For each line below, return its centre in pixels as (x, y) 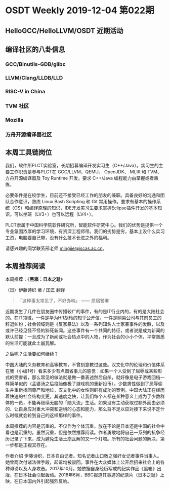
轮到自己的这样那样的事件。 (56, 416)
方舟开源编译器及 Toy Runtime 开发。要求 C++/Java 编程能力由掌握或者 (80, 178)
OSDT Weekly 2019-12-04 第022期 (80, 10)
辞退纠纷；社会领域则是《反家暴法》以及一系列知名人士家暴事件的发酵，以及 (85, 324)
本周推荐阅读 (25, 266)
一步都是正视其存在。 (27, 445)
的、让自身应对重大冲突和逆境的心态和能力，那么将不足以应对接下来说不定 (83, 409)
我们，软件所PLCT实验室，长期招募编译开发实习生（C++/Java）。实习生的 (82, 166)
